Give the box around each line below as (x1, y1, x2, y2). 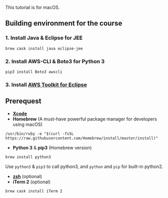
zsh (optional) (12, 173, 42, 179)
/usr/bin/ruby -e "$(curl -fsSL (5, 131, 74, 136)
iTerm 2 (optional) (12, 179, 51, 185)
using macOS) (12, 121, 43, 127)
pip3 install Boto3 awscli (5, 69, 63, 75)
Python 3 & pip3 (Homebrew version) (12, 144, 92, 151)
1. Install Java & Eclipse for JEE (5, 34, 83, 41)
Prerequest (5, 97, 42, 106)
